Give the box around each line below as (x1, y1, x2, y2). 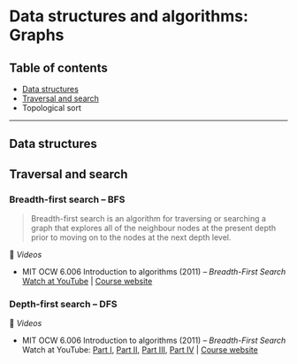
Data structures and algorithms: (9, 6, 249, 27)
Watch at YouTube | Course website (21, 276, 153, 287)
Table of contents (9, 60, 108, 75)
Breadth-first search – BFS (9, 193, 126, 205)
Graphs (9, 25, 65, 45)
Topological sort (21, 103, 82, 112)
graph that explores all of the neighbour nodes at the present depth (30, 223, 277, 234)
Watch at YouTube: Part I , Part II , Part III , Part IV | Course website (21, 345, 258, 355)
